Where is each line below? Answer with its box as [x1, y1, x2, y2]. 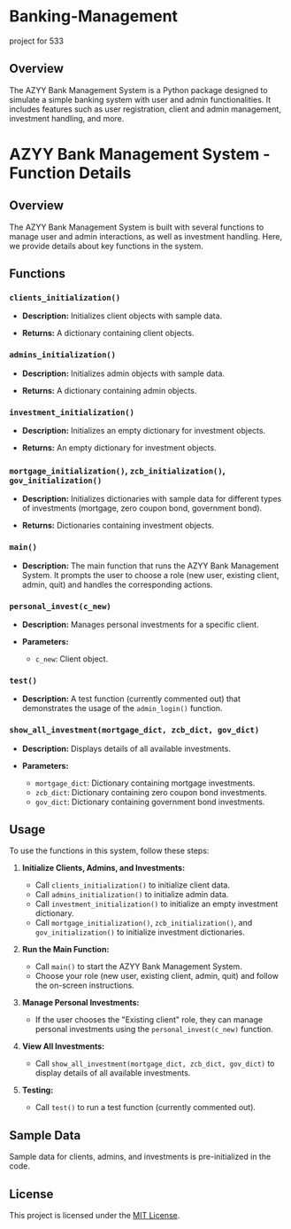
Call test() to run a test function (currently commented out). [34, 1102, 257, 1113]
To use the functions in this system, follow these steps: [9, 845, 210, 857]
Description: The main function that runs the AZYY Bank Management [21, 560, 280, 571]
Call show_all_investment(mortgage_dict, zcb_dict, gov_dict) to [34, 1058, 275, 1069]
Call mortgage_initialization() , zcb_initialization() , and [34, 918, 253, 928]
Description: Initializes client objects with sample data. [21, 310, 223, 321]
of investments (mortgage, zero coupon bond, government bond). [21, 503, 263, 513]
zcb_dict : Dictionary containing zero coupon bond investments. [34, 787, 267, 797]
